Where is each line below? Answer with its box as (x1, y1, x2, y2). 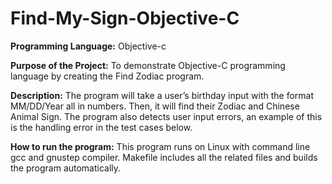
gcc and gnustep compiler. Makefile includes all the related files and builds (10, 151, 318, 163)
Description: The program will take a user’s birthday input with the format (10, 89, 314, 101)
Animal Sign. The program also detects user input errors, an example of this (10, 110, 323, 122)
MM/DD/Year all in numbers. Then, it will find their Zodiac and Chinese (10, 100, 300, 112)
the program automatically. (10, 162, 122, 174)
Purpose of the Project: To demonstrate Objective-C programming (10, 59, 286, 71)
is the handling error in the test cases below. (10, 121, 193, 133)
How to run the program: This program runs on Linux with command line (10, 140, 311, 152)
